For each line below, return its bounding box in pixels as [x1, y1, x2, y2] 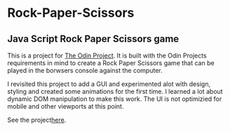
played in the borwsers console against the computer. [7, 67, 163, 74]
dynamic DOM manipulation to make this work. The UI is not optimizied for [7, 95, 222, 103]
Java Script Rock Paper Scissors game [7, 33, 180, 45]
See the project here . [7, 116, 67, 124]
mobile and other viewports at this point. [7, 102, 124, 110]
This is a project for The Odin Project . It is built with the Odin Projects [7, 51, 207, 60]
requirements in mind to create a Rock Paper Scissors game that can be [7, 59, 215, 67]
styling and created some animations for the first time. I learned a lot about [7, 88, 223, 95]
